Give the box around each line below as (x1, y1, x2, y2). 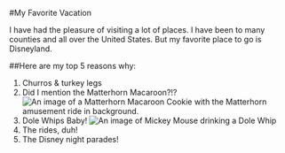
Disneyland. (9, 43, 53, 54)
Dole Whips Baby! (21, 115, 88, 126)
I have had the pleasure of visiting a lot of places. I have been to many (9, 25, 265, 34)
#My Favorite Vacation (9, 8, 91, 18)
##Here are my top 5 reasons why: (9, 61, 136, 71)
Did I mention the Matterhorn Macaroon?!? (21, 88, 178, 97)
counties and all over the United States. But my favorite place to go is (9, 34, 262, 44)
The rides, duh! (21, 125, 78, 135)
